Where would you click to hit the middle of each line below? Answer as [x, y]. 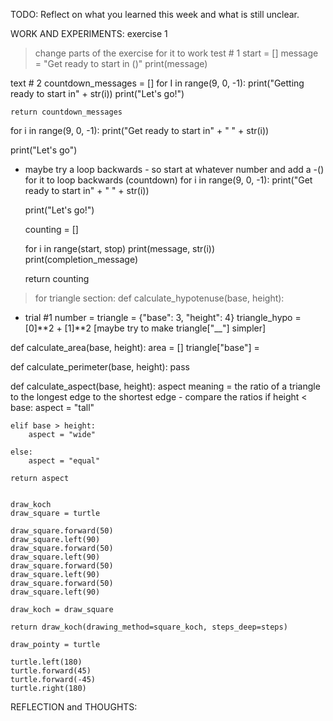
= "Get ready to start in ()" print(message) [121, 63]
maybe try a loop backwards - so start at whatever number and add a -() [174, 169]
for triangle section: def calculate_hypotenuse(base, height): [159, 298]
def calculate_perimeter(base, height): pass [100, 367]
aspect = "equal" [64, 461]
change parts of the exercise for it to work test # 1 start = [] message [176, 53]
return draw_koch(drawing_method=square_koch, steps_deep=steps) [149, 627]
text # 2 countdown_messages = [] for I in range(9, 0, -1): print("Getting [157, 83]
